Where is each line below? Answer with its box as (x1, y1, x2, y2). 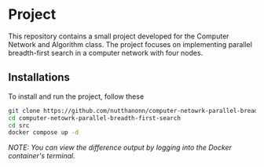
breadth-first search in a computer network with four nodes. (8, 48, 203, 57)
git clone (8, 107, 41, 114)
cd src (8, 122, 30, 129)
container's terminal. (8, 151, 76, 161)
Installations (8, 71, 71, 84)
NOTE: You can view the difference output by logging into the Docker (8, 143, 232, 152)
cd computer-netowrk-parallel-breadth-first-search (8, 114, 181, 122)
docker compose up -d (8, 129, 79, 136)
